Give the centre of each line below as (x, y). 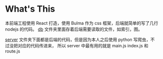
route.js (13, 51)
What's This (30, 9)
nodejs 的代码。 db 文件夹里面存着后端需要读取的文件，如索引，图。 (74, 29)
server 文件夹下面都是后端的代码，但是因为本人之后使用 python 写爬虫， (78, 39)
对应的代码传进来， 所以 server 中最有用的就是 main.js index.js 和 (83, 45)
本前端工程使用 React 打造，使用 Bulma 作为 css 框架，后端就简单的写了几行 (81, 23)
